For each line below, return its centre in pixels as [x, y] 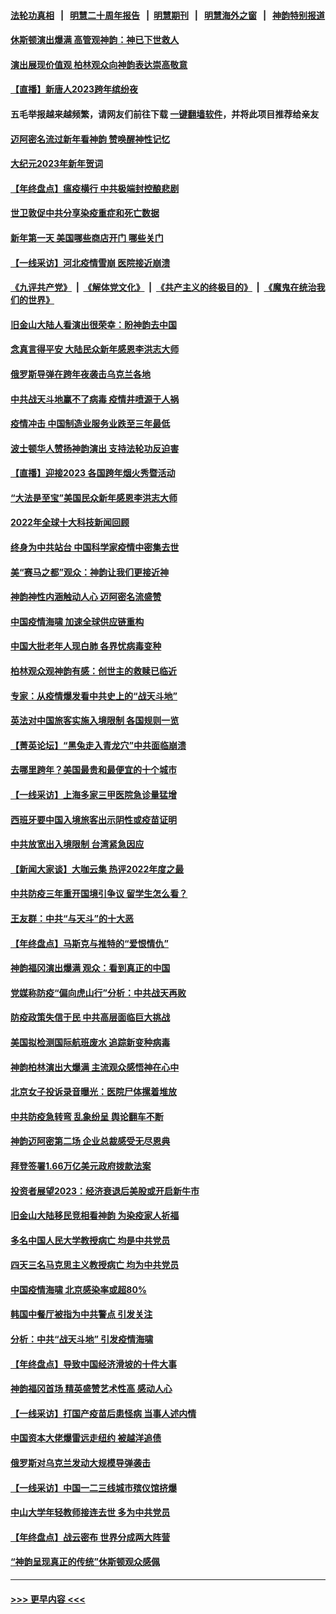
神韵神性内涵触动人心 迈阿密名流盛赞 [86, 597]
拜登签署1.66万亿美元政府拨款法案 [81, 1166]
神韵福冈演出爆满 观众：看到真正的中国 [90, 968]
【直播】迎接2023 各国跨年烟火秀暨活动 [93, 473]
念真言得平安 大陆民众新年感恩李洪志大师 [95, 349]
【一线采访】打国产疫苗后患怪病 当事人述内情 [103, 1413]
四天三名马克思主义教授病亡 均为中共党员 [95, 1265]
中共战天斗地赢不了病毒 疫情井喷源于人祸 [95, 399]
